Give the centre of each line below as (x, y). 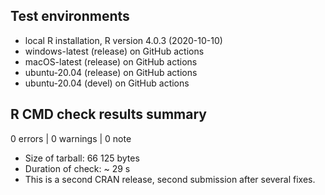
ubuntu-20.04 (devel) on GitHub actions (107, 83)
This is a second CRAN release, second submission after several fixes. (170, 179)
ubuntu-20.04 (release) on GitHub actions (111, 72)
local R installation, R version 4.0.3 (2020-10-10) (123, 40)
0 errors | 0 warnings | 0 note (71, 138)
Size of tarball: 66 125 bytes (82, 158)
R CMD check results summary (108, 114)
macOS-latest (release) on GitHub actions (111, 61)
